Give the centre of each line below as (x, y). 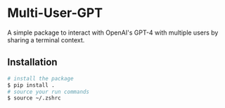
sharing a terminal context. (46, 40)
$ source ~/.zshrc (34, 98)
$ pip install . (31, 85)
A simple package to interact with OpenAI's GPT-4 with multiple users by (113, 32)
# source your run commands (49, 92)
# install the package (40, 78)
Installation (32, 62)
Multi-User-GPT (55, 13)
